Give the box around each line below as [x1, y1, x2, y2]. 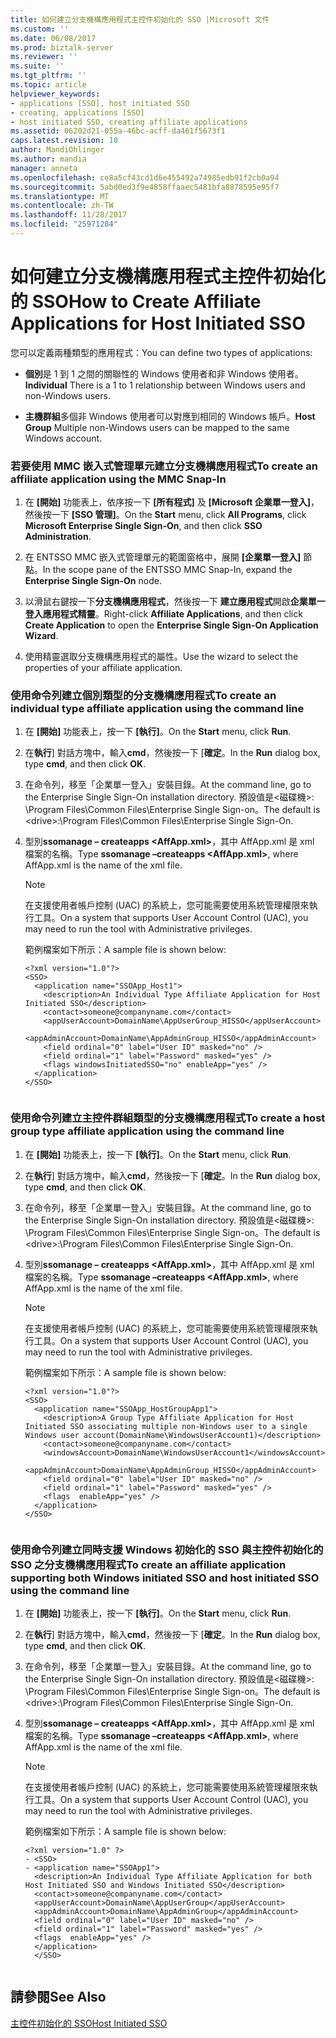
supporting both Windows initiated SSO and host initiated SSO [10, 1571, 320, 1585]
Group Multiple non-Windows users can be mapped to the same [24, 421, 290, 433]
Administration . [24, 531, 92, 543]
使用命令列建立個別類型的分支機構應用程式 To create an [10, 689, 277, 703]
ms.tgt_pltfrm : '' [10, 71, 87, 81]
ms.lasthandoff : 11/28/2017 [10, 210, 128, 220]
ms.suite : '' [10, 61, 65, 71]
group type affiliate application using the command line [10, 1124, 285, 1138]
